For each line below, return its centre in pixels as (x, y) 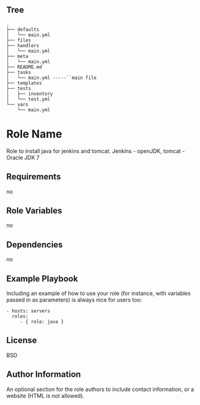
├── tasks (19, 72)
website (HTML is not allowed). (45, 396)
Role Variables (34, 210)
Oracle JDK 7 (23, 157)
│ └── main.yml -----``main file (52, 78)
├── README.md (24, 67)
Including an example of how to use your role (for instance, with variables (98, 293)
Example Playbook (42, 279)
